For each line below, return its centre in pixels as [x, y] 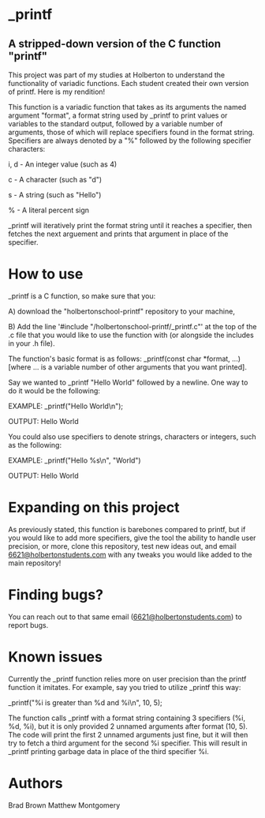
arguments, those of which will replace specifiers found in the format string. [131, 132]
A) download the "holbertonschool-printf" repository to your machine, [121, 311]
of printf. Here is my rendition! [57, 92]
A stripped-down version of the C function [115, 44]
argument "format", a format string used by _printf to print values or [118, 115]
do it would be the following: [54, 390]
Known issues [55, 657]
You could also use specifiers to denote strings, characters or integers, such [132, 437]
